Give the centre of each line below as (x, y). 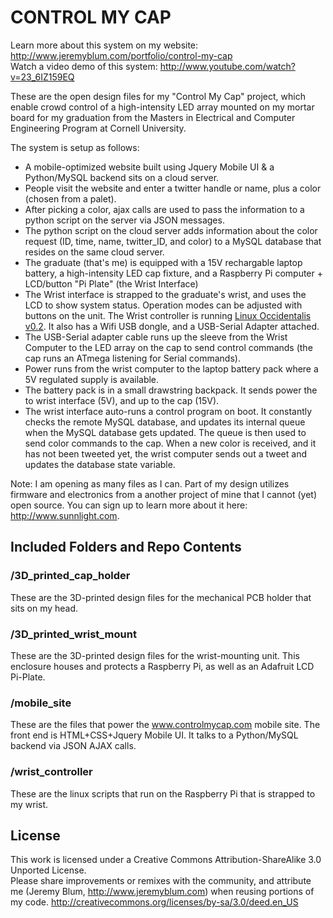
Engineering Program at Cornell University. (98, 128)
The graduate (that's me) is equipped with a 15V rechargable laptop (163, 262)
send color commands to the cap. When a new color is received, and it (170, 443)
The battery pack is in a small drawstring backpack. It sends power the (171, 390)
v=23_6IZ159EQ (42, 77)
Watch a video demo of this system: (84, 66)
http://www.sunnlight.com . (65, 515)
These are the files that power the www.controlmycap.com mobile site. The (165, 725)
